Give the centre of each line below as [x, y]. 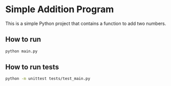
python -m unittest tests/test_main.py [48, 79]
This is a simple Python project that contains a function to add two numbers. [86, 23]
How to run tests [32, 67]
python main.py [22, 51]
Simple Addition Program [60, 9]
